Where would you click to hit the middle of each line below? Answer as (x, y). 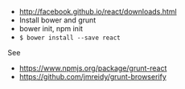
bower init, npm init (51, 28)
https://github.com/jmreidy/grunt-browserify (92, 77)
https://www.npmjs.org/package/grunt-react (93, 68)
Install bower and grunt (58, 20)
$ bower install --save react (70, 38)
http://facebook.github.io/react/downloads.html (98, 12)
